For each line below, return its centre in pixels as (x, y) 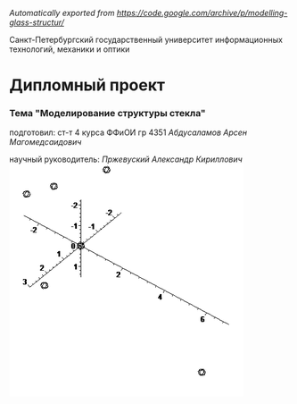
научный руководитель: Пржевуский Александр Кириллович (126, 159)
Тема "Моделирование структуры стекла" (108, 114)
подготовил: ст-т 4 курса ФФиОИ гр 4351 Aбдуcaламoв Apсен (128, 132)
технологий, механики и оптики (70, 49)
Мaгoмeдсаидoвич (45, 142)
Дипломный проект (87, 85)
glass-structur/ (37, 22)
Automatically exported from (62, 13)
